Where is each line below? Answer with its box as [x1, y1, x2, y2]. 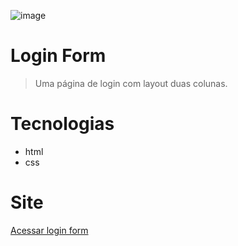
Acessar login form [10, 224, 89, 236]
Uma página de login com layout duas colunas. [34, 77, 228, 89]
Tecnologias [10, 113, 115, 135]
